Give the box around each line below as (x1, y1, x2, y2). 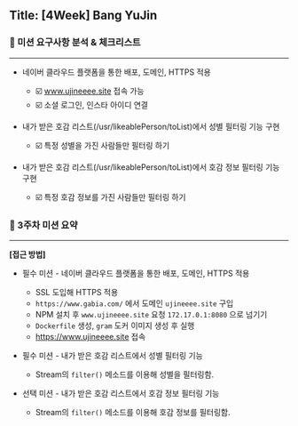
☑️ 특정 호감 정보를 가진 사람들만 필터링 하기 (35, 191, 186, 202)
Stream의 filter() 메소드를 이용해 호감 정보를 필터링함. (35, 406, 231, 417)
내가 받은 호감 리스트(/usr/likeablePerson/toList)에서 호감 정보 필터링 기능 (21, 161, 280, 173)
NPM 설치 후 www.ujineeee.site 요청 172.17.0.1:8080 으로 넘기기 (35, 309, 268, 319)
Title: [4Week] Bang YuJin (9, 8, 158, 23)
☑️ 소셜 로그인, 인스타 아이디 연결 (35, 99, 149, 110)
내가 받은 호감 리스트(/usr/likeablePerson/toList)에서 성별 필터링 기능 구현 (21, 121, 280, 132)
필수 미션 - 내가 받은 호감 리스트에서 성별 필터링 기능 (21, 350, 204, 360)
